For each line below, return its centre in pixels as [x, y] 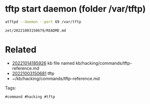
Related [21, 50]
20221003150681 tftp [33, 73]
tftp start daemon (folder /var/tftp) [75, 9]
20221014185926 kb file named [43, 63]
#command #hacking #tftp [30, 97]
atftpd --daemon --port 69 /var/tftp [43, 22]
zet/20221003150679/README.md [36, 30]
